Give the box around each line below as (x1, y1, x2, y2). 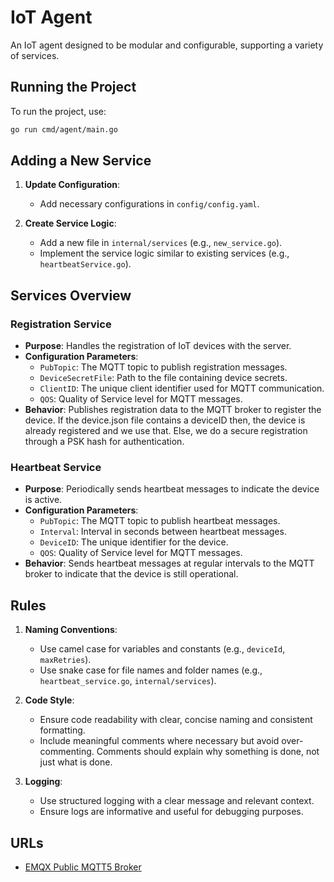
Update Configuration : (24, 179, 121, 191)
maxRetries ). (39, 654, 92, 666)
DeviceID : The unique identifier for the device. (39, 536, 229, 548)
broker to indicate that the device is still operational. (24, 568, 239, 580)
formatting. (39, 724, 86, 736)
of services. (10, 49, 60, 61)
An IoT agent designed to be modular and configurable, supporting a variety (10, 39, 324, 51)
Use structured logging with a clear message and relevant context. (39, 795, 315, 807)
